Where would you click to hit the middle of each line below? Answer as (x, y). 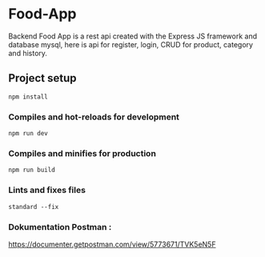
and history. (28, 53)
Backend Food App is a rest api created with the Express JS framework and (133, 36)
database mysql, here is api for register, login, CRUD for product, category (131, 44)
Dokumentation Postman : (60, 227)
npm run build (32, 170)
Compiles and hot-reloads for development (94, 117)
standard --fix (34, 207)
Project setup (43, 78)
